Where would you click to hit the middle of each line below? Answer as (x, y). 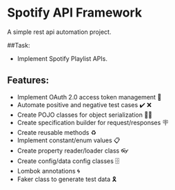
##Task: (19, 45)
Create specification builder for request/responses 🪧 (93, 122)
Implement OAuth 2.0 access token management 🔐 (89, 97)
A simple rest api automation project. (59, 32)
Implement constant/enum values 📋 (69, 140)
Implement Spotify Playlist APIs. (62, 58)
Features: (28, 80)
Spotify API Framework (75, 13)
